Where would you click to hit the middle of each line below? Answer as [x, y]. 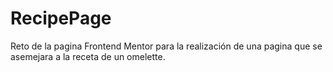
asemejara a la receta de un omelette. [88, 56]
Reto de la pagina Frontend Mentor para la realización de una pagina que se [166, 46]
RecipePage [61, 18]
